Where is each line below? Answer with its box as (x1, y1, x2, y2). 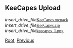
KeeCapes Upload (5, 4, 61, 12)
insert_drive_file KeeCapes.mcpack (5, 16, 68, 22)
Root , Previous (5, 37, 35, 43)
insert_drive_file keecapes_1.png (5, 28, 64, 33)
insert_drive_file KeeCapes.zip (5, 22, 60, 28)
